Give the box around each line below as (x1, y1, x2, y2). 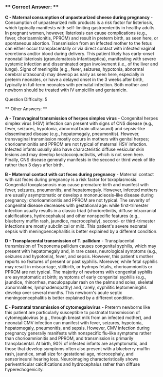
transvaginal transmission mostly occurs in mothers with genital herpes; (5, 136, 149, 142)
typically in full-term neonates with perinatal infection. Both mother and (5, 82, 148, 88)
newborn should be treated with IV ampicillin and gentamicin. (5, 87, 128, 93)
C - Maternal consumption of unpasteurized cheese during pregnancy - (5, 15, 153, 20)
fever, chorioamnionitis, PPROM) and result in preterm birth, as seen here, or (5, 35, 159, 41)
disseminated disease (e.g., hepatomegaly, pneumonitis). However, (5, 131, 140, 137)
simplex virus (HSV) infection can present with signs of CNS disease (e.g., (5, 120, 154, 126)
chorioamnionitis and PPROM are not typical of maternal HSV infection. (5, 141, 147, 147)
